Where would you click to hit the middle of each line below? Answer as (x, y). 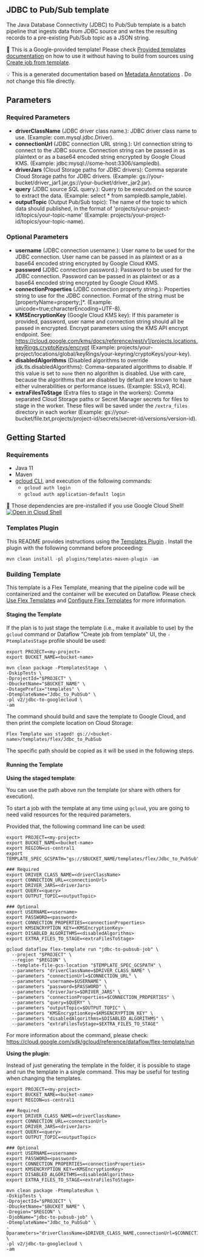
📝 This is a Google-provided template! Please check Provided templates (96, 49)
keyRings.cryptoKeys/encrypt (52, 347)
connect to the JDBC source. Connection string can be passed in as (100, 150)
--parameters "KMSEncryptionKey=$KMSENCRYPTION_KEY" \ (83, 1014)
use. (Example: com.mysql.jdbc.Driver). (64, 137)
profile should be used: (77, 641)
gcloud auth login (47, 488)
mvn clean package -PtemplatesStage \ (57, 668)
